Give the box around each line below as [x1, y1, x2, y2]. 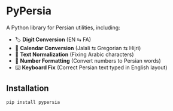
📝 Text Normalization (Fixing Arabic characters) [14, 51, 134, 58]
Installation [6, 84, 49, 94]
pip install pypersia [6, 99, 60, 105]
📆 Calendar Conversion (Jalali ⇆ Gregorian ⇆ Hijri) [14, 44, 141, 51]
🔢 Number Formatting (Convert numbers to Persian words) [14, 57, 162, 64]
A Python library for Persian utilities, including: [6, 24, 121, 31]
